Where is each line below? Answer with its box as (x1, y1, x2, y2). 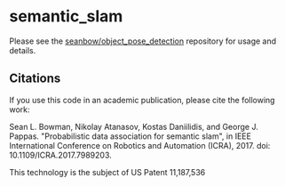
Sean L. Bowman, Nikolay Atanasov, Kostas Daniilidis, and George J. (9, 121, 259, 132)
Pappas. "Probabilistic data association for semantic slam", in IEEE (9, 131, 251, 142)
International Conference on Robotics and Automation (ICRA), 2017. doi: (9, 140, 271, 150)
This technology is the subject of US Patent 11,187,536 (9, 166, 206, 177)
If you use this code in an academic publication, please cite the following (9, 94, 275, 105)
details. (9, 44, 36, 55)
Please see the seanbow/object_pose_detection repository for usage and (9, 36, 277, 46)
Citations (9, 71, 61, 86)
